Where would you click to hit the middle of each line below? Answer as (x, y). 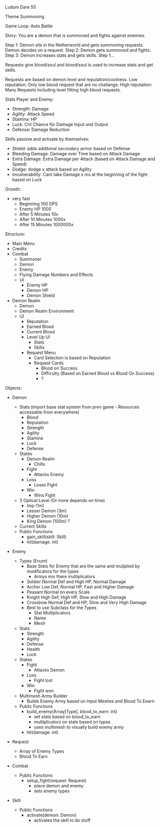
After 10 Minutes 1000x (42, 219)
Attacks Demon (49, 670)
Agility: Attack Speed (33, 114)
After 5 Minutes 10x (39, 214)
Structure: (15, 234)
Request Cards (49, 363)
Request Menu (41, 352)
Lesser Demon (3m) (46, 511)
